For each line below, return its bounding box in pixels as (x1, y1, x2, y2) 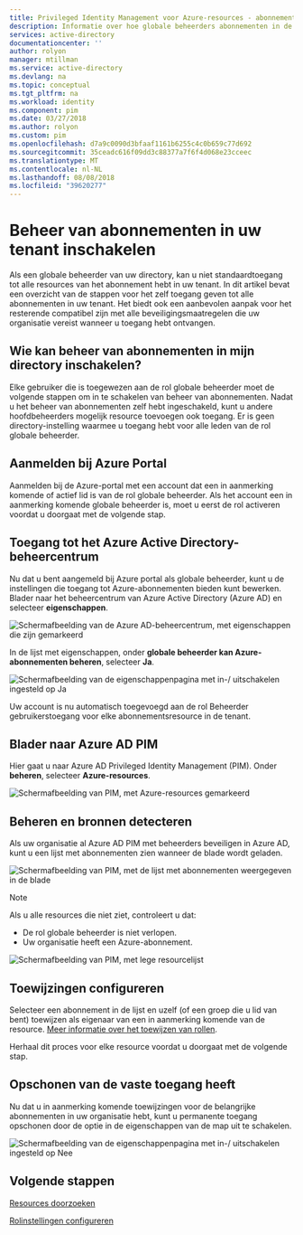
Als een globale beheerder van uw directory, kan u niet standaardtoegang (9, 269, 283, 280)
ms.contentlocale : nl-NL (9, 165, 103, 174)
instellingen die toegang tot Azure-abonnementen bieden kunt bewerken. (9, 582, 282, 593)
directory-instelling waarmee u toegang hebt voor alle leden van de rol (9, 420, 271, 430)
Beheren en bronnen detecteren (9, 814, 192, 829)
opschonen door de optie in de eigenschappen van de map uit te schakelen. (9, 1120, 292, 1131)
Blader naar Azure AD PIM (9, 736, 159, 751)
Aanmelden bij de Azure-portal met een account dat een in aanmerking (9, 480, 273, 491)
